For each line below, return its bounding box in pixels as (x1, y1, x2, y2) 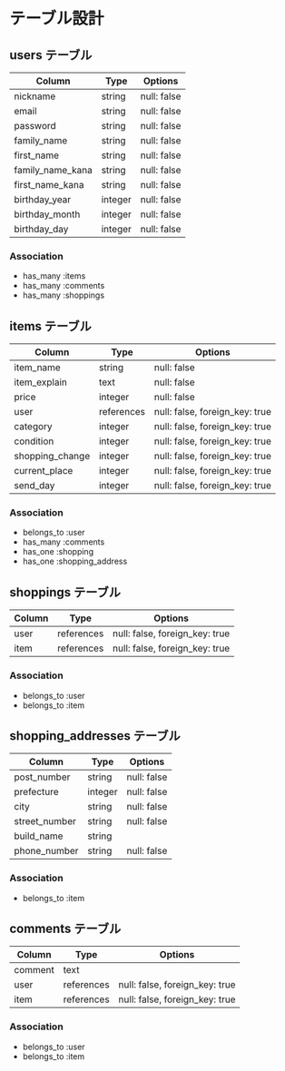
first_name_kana (14, 179, 84, 191)
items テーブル (9, 319, 93, 334)
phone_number (14, 845, 79, 858)
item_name (14, 361, 61, 374)
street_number (14, 815, 77, 828)
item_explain (14, 376, 68, 388)
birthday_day (14, 223, 69, 235)
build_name (14, 830, 64, 842)
